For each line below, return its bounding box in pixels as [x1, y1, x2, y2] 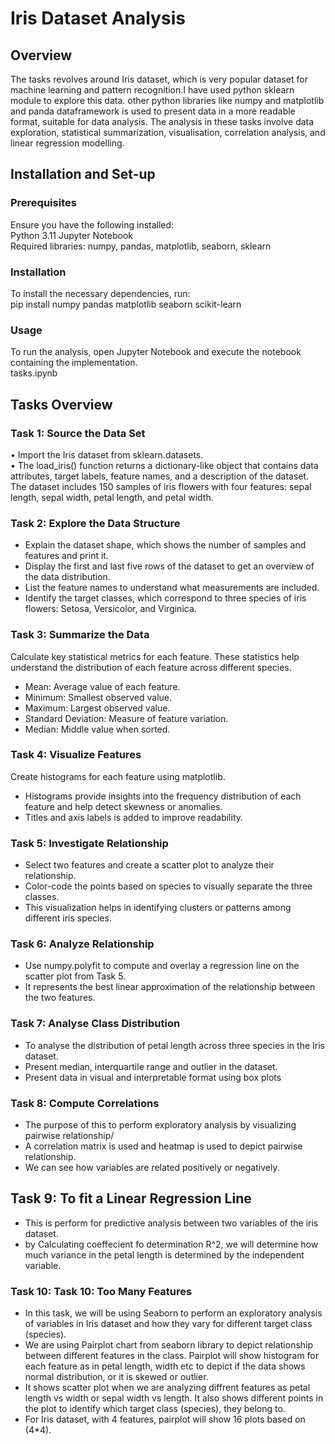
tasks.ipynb [10, 367, 58, 379]
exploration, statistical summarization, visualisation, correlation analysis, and [10, 127, 326, 138]
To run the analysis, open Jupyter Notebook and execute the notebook [10, 346, 302, 358]
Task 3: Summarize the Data [10, 628, 150, 642]
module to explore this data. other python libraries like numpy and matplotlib [10, 95, 325, 106]
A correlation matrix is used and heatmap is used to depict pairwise [24, 1140, 303, 1152]
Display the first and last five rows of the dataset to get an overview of [24, 560, 315, 572]
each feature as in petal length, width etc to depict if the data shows [24, 1360, 306, 1372]
